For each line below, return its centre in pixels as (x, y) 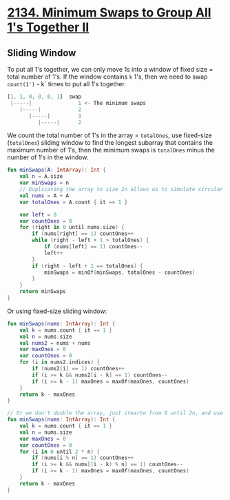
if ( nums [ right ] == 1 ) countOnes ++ (83, 234)
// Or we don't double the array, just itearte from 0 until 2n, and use (115, 413)
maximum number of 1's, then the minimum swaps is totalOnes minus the (111, 150)
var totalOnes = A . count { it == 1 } (74, 202)
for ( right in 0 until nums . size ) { (72, 228)
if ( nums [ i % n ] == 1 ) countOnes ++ (83, 458)
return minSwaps (43, 292)
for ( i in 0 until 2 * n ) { (60, 452)
